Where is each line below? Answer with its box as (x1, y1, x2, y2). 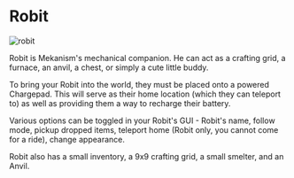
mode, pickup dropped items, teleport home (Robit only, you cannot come (9, 124, 279, 135)
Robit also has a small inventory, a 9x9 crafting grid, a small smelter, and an (9, 151, 284, 161)
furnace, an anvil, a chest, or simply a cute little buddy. (9, 62, 209, 73)
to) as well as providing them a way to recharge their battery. (9, 97, 231, 108)
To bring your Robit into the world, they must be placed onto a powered (9, 79, 270, 89)
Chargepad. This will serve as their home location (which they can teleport (9, 89, 282, 99)
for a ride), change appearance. (9, 134, 126, 144)
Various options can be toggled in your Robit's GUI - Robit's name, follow (9, 115, 276, 126)
